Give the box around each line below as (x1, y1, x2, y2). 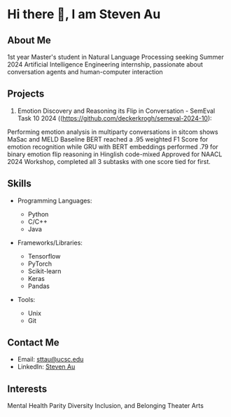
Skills (7, 178, 31, 190)
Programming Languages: (17, 196, 92, 205)
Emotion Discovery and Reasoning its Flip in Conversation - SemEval (17, 107, 216, 115)
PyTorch (27, 259, 52, 268)
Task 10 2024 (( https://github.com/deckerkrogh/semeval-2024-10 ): (17, 114, 212, 122)
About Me (7, 34, 51, 46)
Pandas (27, 282, 50, 290)
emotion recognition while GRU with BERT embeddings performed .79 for (7, 142, 218, 151)
